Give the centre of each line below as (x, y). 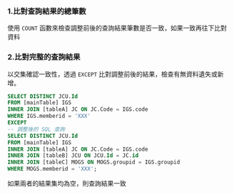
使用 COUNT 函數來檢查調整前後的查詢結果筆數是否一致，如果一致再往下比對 (117, 28)
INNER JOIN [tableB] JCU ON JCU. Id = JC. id (73, 156)
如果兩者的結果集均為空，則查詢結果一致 (67, 183)
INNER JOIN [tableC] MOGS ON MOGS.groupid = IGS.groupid (94, 162)
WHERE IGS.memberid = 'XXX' (49, 116)
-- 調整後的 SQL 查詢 (36, 129)
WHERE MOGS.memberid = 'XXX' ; (52, 169)
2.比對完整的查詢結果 (44, 57)
